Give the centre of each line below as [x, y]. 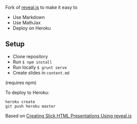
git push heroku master [31, 106]
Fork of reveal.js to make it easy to [42, 7]
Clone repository [30, 56]
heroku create [20, 102]
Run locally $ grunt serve [40, 67]
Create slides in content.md [41, 72]
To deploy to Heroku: [27, 92]
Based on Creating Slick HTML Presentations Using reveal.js [68, 116]
